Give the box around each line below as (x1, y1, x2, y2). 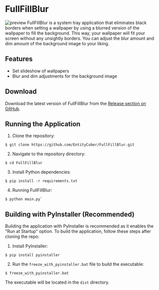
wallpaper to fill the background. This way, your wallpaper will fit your (5, 30, 145, 36)
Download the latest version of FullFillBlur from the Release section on (5, 100, 146, 106)
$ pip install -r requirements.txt (5, 178, 78, 184)
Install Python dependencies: (12, 169, 71, 175)
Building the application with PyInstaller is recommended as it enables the (5, 223, 154, 229)
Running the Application (5, 119, 81, 128)
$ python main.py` (5, 197, 43, 202)
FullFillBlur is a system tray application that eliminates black (27, 20, 147, 26)
